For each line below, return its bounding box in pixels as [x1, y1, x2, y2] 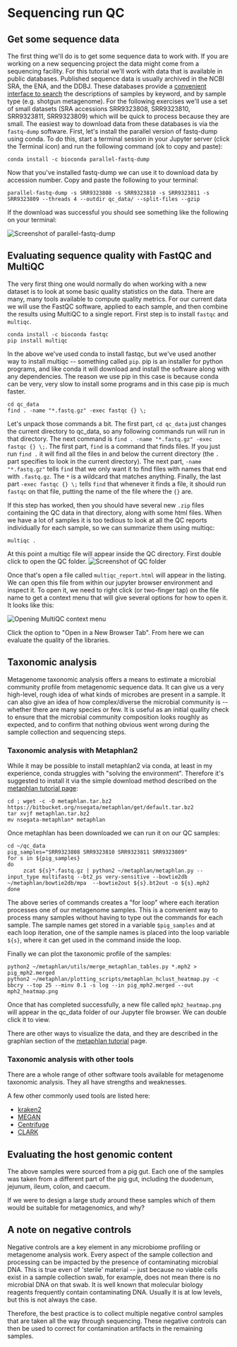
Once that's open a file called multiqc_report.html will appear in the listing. [7, 571, 227, 579]
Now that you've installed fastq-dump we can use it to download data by [7, 168, 219, 176]
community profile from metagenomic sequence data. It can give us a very [7, 682, 224, 691]
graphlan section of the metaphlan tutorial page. [7, 1036, 147, 1045]
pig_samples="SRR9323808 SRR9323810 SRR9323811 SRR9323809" [7, 848, 188, 856]
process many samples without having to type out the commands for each [7, 913, 224, 922]
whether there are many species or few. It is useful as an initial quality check [7, 705, 229, 713]
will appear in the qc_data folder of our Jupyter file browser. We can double [7, 1007, 227, 1016]
